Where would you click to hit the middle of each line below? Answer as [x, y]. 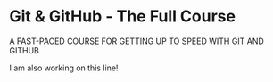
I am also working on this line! [64, 68]
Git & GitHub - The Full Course [123, 16]
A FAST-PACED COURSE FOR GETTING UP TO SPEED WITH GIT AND [137, 41]
